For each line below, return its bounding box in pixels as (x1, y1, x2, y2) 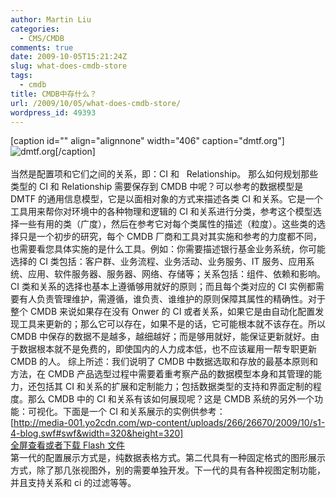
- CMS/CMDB (19, 33, 65, 43)
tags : (10, 71, 33, 81)
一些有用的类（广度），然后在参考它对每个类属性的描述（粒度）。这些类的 (18, 218, 317, 230)
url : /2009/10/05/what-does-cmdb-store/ (10, 98, 182, 108)
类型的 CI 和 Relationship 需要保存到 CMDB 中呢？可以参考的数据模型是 (10, 181, 304, 193)
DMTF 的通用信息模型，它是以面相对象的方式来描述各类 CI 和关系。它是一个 (10, 193, 323, 205)
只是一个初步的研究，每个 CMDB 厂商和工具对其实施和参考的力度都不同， (18, 231, 323, 243)
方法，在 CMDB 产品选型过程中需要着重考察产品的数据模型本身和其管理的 (10, 368, 314, 380)
